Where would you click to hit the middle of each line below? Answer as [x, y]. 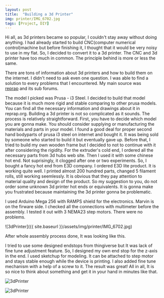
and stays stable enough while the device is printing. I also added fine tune [81, 261]
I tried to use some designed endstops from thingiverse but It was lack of [79, 245]
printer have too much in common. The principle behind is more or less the [80, 58]
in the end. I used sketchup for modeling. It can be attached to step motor [79, 256]
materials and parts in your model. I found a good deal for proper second [79, 129]
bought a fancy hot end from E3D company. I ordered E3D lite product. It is [81, 166]
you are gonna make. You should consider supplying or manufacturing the [80, 124]
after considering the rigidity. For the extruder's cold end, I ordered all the [79, 150]
